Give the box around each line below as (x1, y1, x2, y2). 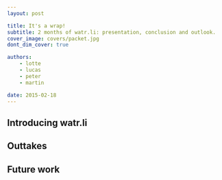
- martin (19, 79, 45, 86)
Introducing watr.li (7, 117, 88, 129)
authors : (7, 54, 32, 61)
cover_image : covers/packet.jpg (7, 35, 99, 42)
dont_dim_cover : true (7, 42, 69, 49)
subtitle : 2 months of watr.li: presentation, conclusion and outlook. (7, 29, 216, 36)
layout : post (7, 10, 45, 17)
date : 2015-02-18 (7, 92, 57, 99)
